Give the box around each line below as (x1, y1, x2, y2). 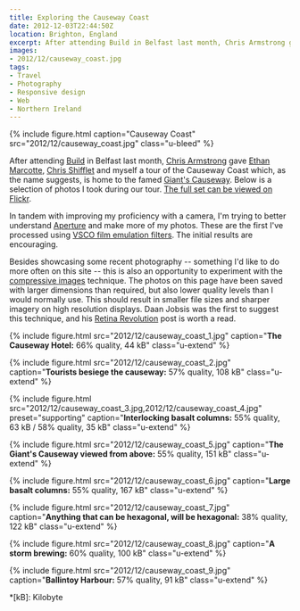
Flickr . (9, 194, 32, 204)
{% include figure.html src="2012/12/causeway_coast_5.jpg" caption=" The (9, 439, 284, 450)
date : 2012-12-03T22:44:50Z (9, 21, 114, 30)
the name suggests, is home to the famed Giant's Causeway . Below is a (9, 175, 272, 186)
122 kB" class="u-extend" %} (9, 521, 118, 532)
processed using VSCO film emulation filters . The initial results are (9, 229, 254, 241)
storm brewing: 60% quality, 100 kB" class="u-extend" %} (9, 548, 227, 558)
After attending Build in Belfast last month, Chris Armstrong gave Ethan (9, 155, 271, 166)
